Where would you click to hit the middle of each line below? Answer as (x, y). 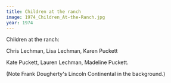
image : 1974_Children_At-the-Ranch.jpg (56, 17)
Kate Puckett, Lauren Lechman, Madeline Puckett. (68, 62)
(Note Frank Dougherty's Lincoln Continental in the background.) (86, 74)
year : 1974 (20, 23)
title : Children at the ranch (44, 12)
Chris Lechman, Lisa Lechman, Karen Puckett (62, 51)
